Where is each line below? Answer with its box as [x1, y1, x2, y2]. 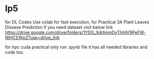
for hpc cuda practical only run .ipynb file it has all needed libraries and [5, 44, 148, 50]
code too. [5, 49, 24, 55]
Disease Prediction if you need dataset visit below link [5, 24, 113, 30]
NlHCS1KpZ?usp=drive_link [5, 35, 60, 40]
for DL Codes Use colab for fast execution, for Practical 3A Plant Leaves [5, 19, 150, 25]
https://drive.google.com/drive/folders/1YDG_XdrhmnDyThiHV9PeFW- [5, 29, 146, 35]
